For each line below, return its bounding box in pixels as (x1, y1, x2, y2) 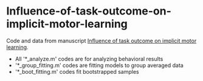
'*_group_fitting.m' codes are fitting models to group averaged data (15, 62, 184, 69)
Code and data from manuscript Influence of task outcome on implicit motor (6, 37, 197, 44)
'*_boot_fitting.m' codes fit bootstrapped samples (15, 68, 139, 75)
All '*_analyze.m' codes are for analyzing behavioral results (15, 55, 163, 62)
